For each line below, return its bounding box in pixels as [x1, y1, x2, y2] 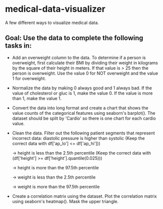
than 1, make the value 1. [12, 95, 62, 101]
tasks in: [5, 42, 32, 50]
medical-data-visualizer [5, 3, 106, 15]
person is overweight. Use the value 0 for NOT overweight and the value [12, 70, 158, 76]
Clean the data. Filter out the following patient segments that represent [12, 130, 155, 136]
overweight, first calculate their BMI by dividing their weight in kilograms [12, 60, 158, 66]
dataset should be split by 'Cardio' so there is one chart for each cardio [12, 115, 156, 121]
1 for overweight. [12, 75, 47, 81]
